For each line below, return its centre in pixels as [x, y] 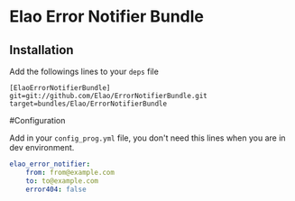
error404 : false [56, 189]
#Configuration [37, 120]
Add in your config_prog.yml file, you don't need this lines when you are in [147, 138]
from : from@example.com [70, 172]
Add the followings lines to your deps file [84, 71]
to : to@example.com [62, 181]
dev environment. [42, 147]
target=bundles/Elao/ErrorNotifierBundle [88, 104]
